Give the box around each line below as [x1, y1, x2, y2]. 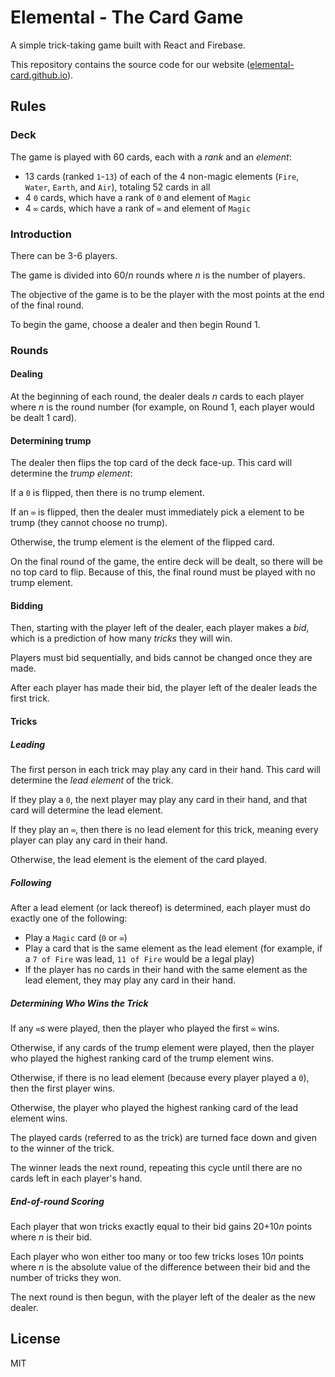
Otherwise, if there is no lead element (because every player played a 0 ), [10, 1071, 310, 1083]
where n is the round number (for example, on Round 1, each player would [10, 401, 315, 413]
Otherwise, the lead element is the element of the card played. [10, 854, 268, 866]
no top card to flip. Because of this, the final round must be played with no [10, 566, 316, 578]
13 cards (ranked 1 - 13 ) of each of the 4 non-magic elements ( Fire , [24, 170, 300, 182]
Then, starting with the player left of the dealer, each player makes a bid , [10, 622, 310, 634]
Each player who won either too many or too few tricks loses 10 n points [10, 1250, 305, 1262]
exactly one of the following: [10, 912, 128, 924]
